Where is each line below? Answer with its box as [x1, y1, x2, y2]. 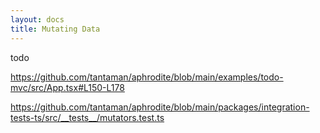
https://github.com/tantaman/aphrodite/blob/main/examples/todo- [10, 71, 284, 83]
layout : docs [10, 14, 65, 25]
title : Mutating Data [10, 24, 101, 34]
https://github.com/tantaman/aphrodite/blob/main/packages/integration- [10, 101, 310, 113]
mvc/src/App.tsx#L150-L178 [10, 81, 125, 93]
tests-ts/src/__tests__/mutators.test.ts [10, 111, 165, 123]
